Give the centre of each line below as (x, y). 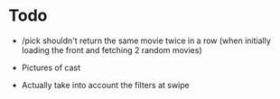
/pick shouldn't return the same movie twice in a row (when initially (146, 40)
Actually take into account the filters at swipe (106, 85)
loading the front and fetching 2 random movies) (112, 49)
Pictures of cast (51, 67)
